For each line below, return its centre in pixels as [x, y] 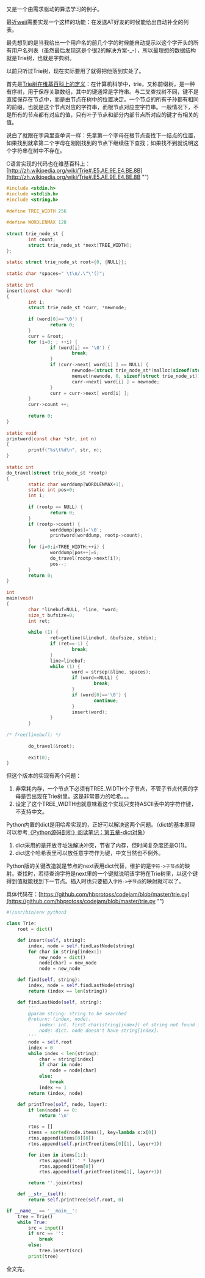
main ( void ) [20, 598]
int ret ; [39, 621]
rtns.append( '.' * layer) [72, 1160]
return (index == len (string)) [68, 991]
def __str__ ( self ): [42, 1194]
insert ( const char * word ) [39, 291]
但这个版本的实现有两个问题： [44, 776]
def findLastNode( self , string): [60, 1002]
